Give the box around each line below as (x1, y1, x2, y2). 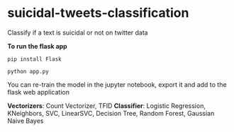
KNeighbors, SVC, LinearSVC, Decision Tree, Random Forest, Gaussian (7, 109, 215, 117)
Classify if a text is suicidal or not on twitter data (7, 28, 148, 37)
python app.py (7, 68, 50, 75)
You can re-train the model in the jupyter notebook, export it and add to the (7, 80, 227, 89)
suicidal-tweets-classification (7, 5, 189, 21)
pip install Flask (7, 55, 62, 63)
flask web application (7, 88, 69, 96)
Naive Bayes (7, 116, 44, 125)
